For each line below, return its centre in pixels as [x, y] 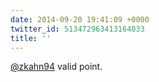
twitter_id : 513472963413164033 [77, 29]
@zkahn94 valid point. [56, 67]
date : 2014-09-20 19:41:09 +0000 [80, 19]
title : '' [31, 38]
